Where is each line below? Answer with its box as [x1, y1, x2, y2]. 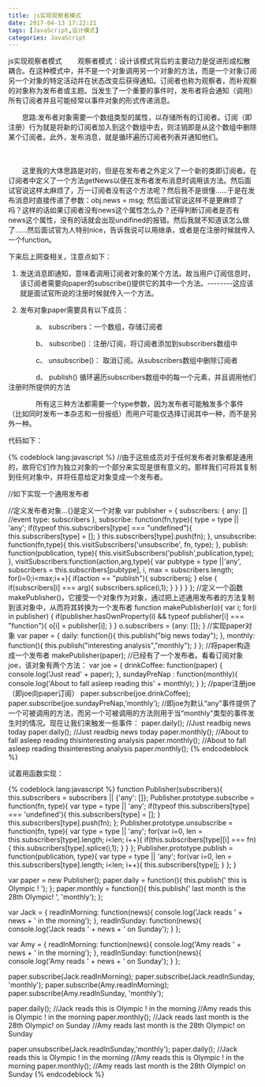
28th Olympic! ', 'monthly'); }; [8, 893, 104, 902]
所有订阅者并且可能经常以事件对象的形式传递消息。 [8, 96, 174, 105]
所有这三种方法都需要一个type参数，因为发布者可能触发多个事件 [35, 399, 244, 409]
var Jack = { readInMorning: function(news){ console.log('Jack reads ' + [8, 908, 243, 917]
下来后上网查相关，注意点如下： [8, 252, 112, 262]
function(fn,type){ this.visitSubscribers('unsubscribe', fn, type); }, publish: [8, 540, 248, 549]
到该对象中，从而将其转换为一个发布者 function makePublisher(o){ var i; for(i [8, 602, 257, 613]
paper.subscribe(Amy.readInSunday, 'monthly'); [8, 989, 164, 998]
